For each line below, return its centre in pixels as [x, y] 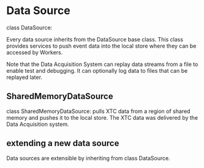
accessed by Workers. [35, 52]
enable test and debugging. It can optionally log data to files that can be [97, 70]
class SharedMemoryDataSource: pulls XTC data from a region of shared [98, 111]
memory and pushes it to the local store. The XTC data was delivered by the [102, 117]
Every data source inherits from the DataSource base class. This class [95, 39]
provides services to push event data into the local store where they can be [101, 46]
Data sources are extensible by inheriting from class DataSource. [88, 158]
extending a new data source [63, 143]
